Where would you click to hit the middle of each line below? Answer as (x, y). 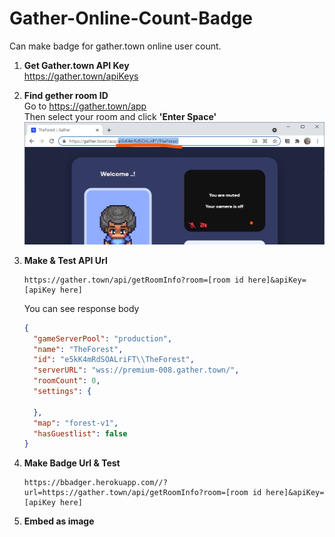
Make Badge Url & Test (72, 463)
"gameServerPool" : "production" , (103, 338)
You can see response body (81, 308)
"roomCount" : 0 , (67, 381)
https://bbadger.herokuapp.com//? (95, 483)
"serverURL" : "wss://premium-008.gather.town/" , (136, 370)
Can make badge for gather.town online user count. (115, 46)
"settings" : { (62, 392)
